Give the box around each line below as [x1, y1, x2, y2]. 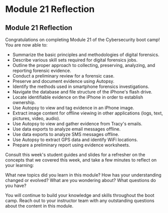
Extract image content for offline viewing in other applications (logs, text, [12, 110, 163, 116]
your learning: [5, 162, 34, 168]
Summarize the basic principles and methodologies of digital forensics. [12, 51, 159, 57]
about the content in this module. [5, 203, 74, 208]
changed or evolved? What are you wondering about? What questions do [5, 177, 156, 183]
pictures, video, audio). [12, 115, 61, 121]
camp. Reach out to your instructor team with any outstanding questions [5, 197, 154, 203]
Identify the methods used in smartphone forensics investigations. [12, 83, 149, 89]
